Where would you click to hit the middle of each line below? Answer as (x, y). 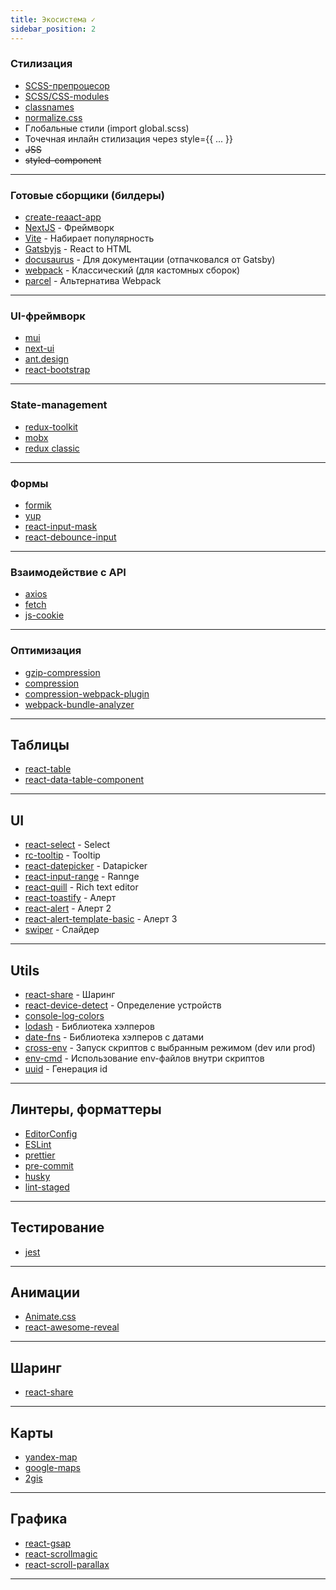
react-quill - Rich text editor (81, 887)
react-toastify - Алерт (70, 898)
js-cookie (44, 615)
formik (38, 505)
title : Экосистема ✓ (53, 19)
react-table (48, 769)
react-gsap (48, 1543)
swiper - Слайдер (62, 930)
